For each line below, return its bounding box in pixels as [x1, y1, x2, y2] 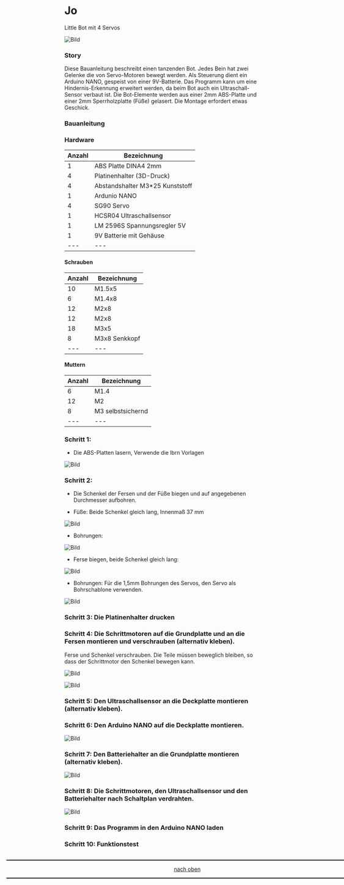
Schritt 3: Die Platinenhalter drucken [64, 613, 175, 622]
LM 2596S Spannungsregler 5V [94, 222, 186, 230]
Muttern [64, 361, 86, 368]
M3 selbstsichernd [94, 406, 148, 415]
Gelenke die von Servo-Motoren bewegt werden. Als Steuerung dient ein [64, 72, 247, 79]
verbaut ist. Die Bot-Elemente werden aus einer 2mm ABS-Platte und [83, 91, 257, 99]
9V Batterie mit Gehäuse [94, 231, 165, 240]
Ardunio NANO [94, 192, 137, 200]
